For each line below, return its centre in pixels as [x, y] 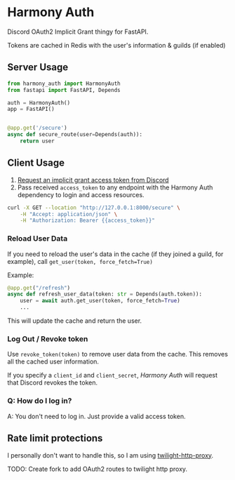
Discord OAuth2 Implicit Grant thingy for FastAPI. [78, 32]
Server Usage [38, 67]
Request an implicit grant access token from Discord [93, 180]
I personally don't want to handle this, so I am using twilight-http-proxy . [110, 455]
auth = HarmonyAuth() [39, 102]
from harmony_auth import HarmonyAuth [64, 84]
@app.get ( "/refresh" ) [39, 288]
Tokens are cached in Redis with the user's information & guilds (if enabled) [116, 45]
